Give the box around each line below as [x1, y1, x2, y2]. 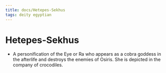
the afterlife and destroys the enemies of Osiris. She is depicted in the [12, 57, 161, 63]
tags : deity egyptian [5, 12, 52, 17]
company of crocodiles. [12, 62, 63, 68]
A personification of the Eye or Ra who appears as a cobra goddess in [12, 51, 161, 57]
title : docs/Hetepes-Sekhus [5, 7, 66, 13]
